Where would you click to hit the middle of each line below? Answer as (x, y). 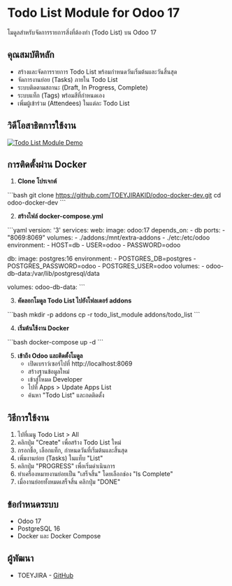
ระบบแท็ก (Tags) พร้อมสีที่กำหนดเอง (61, 95)
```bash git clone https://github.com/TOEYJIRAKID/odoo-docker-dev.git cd (114, 195)
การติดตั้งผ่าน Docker (47, 164)
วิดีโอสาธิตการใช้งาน (42, 126)
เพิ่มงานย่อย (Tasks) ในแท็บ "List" (60, 458)
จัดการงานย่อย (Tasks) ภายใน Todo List (67, 79)
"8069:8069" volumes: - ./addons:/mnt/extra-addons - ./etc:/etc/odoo (109, 238)
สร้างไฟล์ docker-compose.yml (60, 216)
